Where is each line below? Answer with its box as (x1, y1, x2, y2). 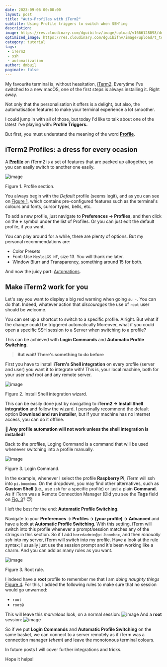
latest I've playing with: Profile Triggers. (5, 121, 88, 127)
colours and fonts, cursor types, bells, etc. (5, 203, 92, 209)
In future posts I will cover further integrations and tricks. (5, 646, 122, 652)
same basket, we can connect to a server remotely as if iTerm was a (5, 631, 145, 637)
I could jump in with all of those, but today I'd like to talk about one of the (5, 116, 154, 122)
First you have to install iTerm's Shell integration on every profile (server (5, 361, 155, 367)
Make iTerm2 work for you (5, 283, 88, 291)
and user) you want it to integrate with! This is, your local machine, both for (5, 366, 159, 372)
